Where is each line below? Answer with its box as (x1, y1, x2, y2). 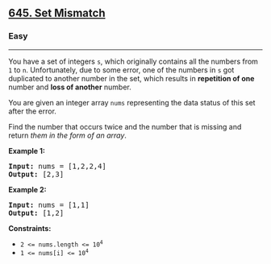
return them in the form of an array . (8, 130, 127, 140)
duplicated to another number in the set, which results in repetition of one (8, 73, 255, 83)
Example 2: (8, 184, 47, 194)
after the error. (8, 106, 56, 116)
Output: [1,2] (8, 208, 65, 217)
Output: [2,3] (8, 169, 65, 179)
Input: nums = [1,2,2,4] (8, 161, 106, 171)
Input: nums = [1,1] (8, 200, 90, 209)
